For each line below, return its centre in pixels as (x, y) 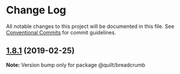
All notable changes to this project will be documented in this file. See (90, 26)
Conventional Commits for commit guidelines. (61, 32)
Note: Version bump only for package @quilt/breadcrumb (76, 65)
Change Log (36, 10)
